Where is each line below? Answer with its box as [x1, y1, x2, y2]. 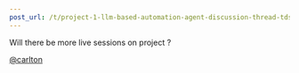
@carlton [9, 54, 43, 64]
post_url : [9, 12, 46, 22]
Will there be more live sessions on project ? [9, 37, 172, 47]
